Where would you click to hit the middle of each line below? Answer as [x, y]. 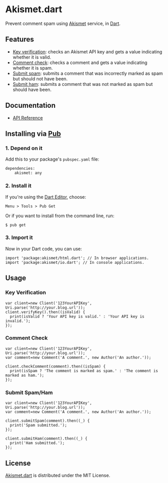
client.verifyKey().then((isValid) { [45, 312]
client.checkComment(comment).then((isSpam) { [55, 366]
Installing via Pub [33, 133]
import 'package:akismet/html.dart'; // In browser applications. [77, 258]
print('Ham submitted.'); [37, 443]
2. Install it [18, 186]
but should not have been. [40, 79]
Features [20, 39]
